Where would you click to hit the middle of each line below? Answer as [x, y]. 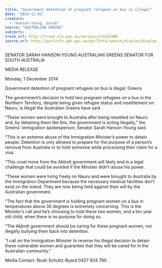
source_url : [17, 41]
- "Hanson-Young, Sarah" [34, 23]
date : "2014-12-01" [25, 14]
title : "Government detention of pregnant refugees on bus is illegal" [79, 9]
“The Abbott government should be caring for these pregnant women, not [79, 226]
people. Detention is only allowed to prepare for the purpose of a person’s [79, 142]
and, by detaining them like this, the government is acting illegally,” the [75, 122]
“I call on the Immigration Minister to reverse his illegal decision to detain [77, 240]
